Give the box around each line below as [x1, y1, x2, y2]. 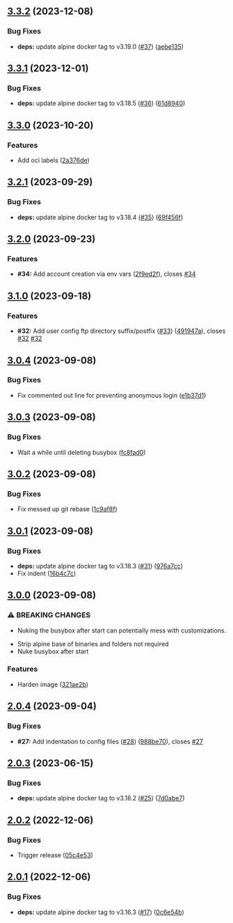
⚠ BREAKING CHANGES [7, 610, 91, 620]
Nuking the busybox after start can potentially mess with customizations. [17, 626, 227, 635]
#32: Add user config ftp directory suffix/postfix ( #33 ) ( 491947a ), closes [17, 327, 226, 335]
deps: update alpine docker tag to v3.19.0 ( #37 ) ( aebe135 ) [17, 42, 184, 51]
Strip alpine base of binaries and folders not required [17, 639, 169, 648]
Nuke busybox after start [17, 647, 89, 656]
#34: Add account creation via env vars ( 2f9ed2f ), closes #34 [17, 270, 196, 278]
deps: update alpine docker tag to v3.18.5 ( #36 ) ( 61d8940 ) [17, 99, 186, 107]
